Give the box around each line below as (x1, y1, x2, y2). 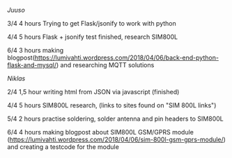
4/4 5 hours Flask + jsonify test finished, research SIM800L (7, 33, 178, 41)
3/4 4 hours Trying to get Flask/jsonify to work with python (7, 19, 176, 27)
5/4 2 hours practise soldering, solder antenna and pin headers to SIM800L (7, 114, 224, 123)
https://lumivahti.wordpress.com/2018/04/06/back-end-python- (34, 53, 219, 62)
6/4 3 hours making (7, 46, 64, 54)
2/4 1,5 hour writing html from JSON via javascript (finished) (7, 88, 180, 96)
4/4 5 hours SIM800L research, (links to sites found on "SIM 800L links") (7, 101, 217, 109)
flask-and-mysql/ (7, 61, 57, 69)
